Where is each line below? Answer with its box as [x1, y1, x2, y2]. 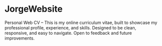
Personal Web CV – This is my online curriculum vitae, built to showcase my [4, 20, 158, 25]
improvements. [4, 35, 35, 41]
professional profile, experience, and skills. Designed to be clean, [4, 24, 137, 30]
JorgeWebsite [4, 3, 63, 15]
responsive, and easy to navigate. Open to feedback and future [4, 30, 132, 36]
